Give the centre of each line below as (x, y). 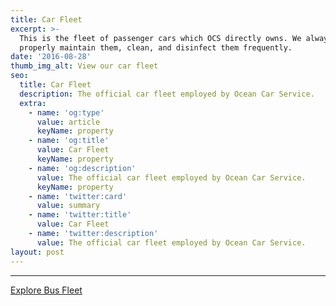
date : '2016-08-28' (51, 57)
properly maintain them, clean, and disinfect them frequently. (156, 47)
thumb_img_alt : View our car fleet (84, 66)
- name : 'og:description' (82, 168)
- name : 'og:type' (66, 112)
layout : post (37, 252)
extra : (33, 103)
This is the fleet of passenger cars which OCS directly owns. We (160, 38)
